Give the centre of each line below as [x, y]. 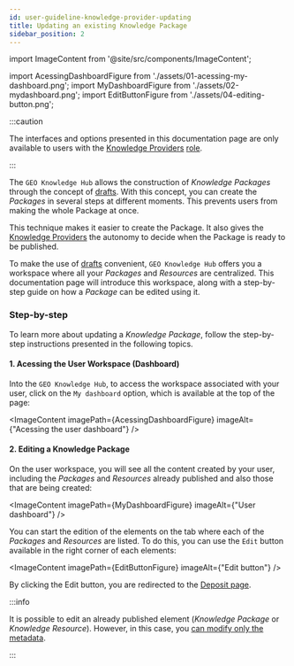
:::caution [26, 121]
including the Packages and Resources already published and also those [141, 478]
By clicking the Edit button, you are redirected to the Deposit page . [130, 585]
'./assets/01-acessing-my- [201, 76]
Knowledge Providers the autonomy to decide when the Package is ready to [147, 237]
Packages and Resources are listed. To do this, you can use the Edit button [147, 541]
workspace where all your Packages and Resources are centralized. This [142, 273]
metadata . [27, 638]
